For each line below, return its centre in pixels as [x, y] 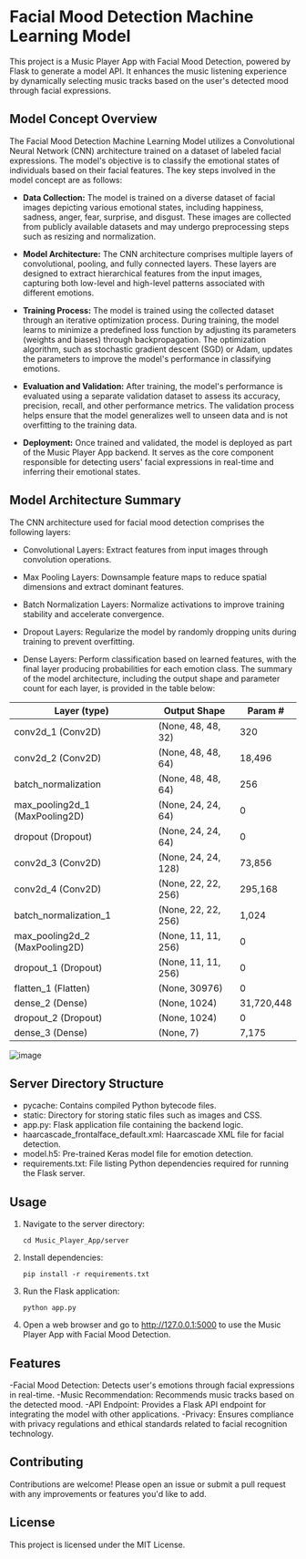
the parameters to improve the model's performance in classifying [147, 358]
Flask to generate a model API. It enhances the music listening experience [148, 71]
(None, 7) [179, 1032]
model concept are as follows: [66, 180]
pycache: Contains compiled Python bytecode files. [119, 1106]
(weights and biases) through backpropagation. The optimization [144, 339]
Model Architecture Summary [96, 500]
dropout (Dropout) [53, 836]
